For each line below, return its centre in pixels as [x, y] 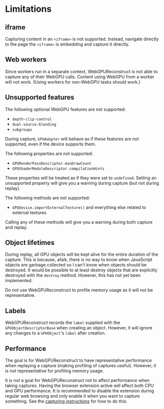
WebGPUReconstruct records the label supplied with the [63, 322]
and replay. [16, 227]
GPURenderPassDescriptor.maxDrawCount [52, 163]
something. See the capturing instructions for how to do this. [66, 401]
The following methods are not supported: [47, 198]
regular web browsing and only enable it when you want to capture [72, 396]
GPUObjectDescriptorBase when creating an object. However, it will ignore [79, 328]
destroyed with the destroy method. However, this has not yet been [73, 275]
